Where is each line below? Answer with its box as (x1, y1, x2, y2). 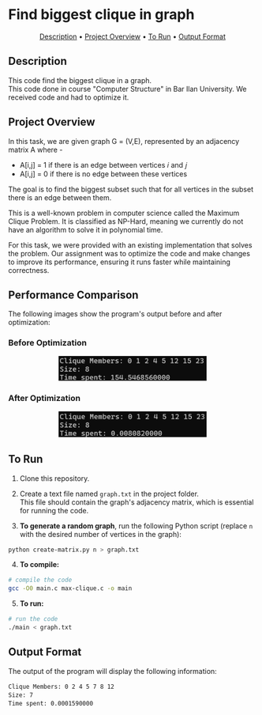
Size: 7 (8, 690, 34, 699)
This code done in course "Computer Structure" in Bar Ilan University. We (8, 84, 247, 93)
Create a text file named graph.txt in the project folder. (19, 489, 200, 498)
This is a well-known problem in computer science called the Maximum (8, 208, 240, 218)
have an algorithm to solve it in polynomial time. (8, 225, 163, 234)
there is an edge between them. (8, 192, 112, 202)
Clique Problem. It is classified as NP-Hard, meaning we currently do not (8, 216, 244, 226)
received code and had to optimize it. (8, 93, 129, 102)
